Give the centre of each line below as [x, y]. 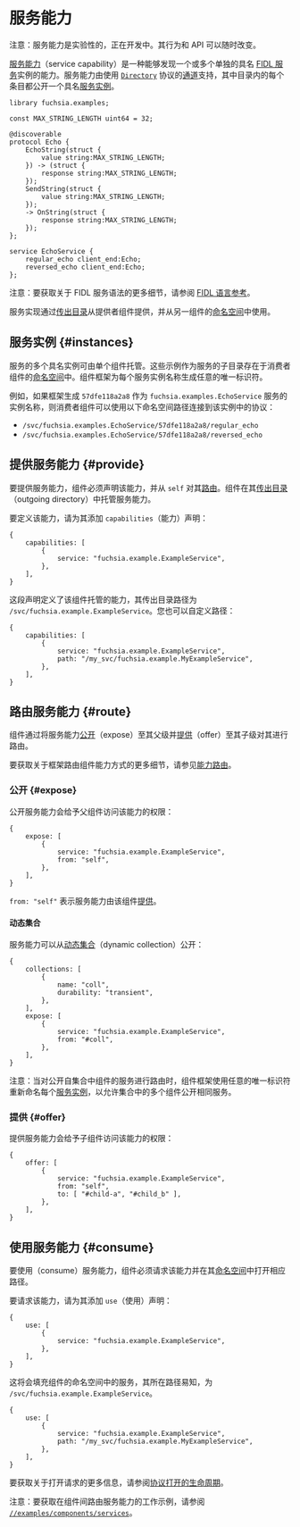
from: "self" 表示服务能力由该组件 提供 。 [85, 901]
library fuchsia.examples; [59, 103]
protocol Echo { [39, 142]
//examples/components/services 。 [73, 1512]
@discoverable [36, 134]
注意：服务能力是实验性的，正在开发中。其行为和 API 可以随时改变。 [135, 45]
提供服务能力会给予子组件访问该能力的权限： [92, 1139]
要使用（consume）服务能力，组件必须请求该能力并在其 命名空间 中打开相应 [147, 1270]
